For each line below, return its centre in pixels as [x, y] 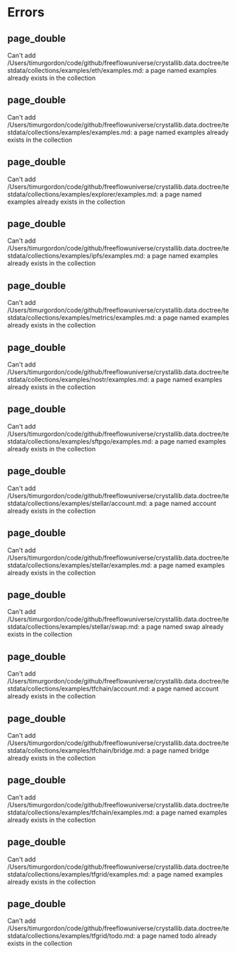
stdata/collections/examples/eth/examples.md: [76, 70]
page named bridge [181, 750]
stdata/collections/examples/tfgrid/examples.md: [79, 874]
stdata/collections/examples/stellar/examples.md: [79, 565]
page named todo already [179, 936]
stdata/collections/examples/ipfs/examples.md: [76, 256]
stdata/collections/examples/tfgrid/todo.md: [71, 936]
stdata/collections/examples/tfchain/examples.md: [81, 812]
